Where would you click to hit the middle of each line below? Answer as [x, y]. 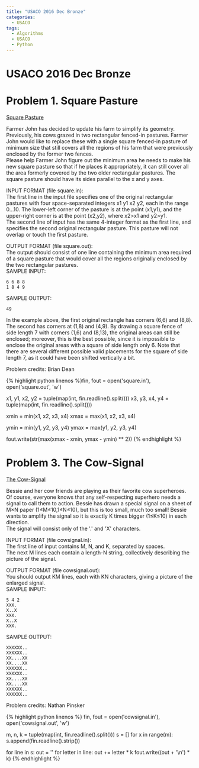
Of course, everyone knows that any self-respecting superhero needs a [93, 497]
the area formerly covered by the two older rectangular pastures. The [91, 173]
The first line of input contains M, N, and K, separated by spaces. [86, 546]
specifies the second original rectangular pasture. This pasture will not [92, 228]
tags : [13, 28]
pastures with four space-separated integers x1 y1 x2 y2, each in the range [97, 203]
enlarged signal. [26, 583]
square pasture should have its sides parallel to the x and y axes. [85, 179]
